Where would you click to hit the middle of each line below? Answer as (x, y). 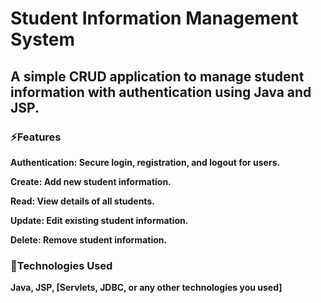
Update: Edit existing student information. (99, 220)
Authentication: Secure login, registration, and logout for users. (145, 162)
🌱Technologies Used (61, 265)
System (43, 39)
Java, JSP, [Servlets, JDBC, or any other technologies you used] (146, 288)
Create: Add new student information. (91, 181)
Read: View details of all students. (82, 201)
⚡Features (36, 137)
